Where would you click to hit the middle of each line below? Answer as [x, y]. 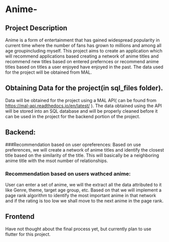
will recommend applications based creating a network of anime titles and [82, 56]
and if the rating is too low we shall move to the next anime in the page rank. [84, 201]
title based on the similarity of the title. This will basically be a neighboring [82, 155]
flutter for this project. [28, 234]
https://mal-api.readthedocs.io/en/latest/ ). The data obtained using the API [84, 106]
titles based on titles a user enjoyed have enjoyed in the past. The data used [84, 67]
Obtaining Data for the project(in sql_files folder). [84, 88]
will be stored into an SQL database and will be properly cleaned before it [81, 111]
